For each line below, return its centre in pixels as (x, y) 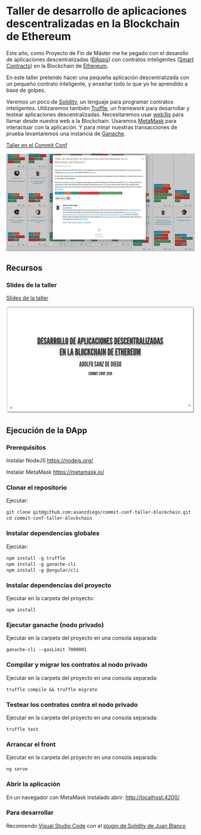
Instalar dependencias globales (53, 533)
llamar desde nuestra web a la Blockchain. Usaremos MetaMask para (91, 120)
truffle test (22, 729)
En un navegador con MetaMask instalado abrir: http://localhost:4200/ (93, 797)
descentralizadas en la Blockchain (93, 24)
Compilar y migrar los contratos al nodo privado (77, 665)
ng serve (17, 769)
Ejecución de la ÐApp (47, 430)
